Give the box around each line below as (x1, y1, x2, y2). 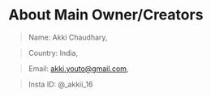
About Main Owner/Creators (8, 6, 204, 24)
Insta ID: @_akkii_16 (28, 79, 93, 89)
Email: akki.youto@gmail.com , (28, 63, 129, 74)
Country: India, (28, 48, 79, 57)
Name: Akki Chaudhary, (28, 32, 108, 42)
